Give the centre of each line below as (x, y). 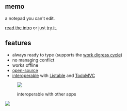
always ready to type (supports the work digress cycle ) (67, 55)
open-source (25, 70)
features (18, 43)
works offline (25, 65)
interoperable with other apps (47, 94)
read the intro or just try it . (31, 28)
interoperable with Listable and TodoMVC (54, 75)
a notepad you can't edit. (30, 18)
